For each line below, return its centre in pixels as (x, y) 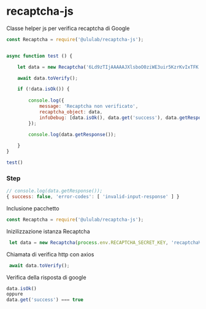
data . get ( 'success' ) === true (45, 300)
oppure (15, 294)
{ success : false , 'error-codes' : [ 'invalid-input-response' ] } (93, 197)
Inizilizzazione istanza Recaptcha (48, 231)
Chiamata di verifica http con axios (50, 254)
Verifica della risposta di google (47, 277)
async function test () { (39, 56)
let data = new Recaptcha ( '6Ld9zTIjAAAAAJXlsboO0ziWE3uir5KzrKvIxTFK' (109, 67)
